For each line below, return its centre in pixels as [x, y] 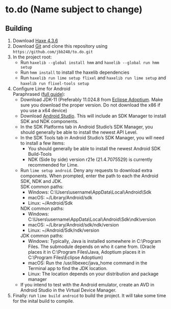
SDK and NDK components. [49, 121]
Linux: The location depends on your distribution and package [93, 274]
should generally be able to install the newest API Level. [79, 132]
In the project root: [32, 57]
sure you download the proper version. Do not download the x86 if [90, 105]
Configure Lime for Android [41, 89]
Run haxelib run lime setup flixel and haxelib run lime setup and [93, 78]
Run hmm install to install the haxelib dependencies [75, 72]
